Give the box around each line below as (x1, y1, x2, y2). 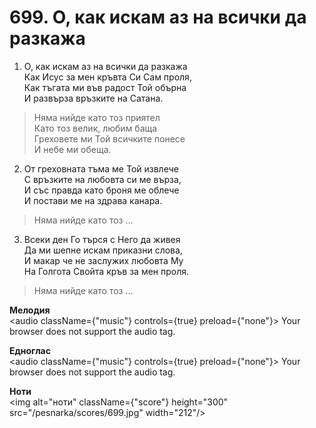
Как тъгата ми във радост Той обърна (23, 81, 187, 93)
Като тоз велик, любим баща (33, 122, 158, 134)
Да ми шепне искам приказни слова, (23, 244, 183, 256)
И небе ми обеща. (33, 143, 112, 155)
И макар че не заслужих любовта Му (23, 254, 184, 266)
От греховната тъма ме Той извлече (23, 162, 179, 175)
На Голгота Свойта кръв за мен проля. (23, 265, 190, 277)
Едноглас (9, 344, 51, 356)
